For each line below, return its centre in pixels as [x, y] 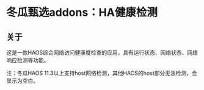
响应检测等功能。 [28, 60]
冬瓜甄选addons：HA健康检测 [82, 12]
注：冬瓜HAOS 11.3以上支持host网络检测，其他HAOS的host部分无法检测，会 [102, 73]
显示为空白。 [22, 81]
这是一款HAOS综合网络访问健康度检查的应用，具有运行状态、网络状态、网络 [102, 53]
